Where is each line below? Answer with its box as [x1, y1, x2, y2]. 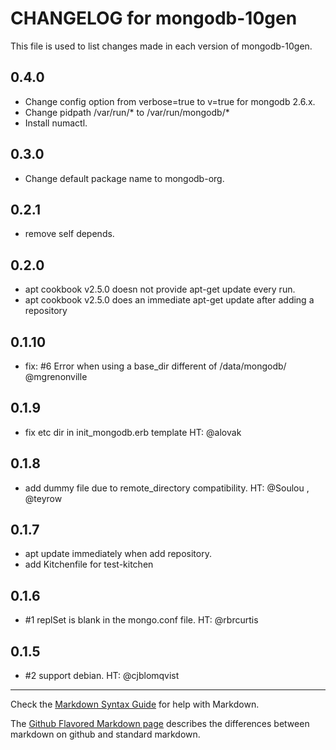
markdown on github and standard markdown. [10, 728, 201, 741]
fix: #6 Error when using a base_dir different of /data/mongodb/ [24, 360, 287, 372]
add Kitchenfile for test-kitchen [24, 558, 154, 571]
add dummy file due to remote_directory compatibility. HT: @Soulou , [24, 482, 310, 494]
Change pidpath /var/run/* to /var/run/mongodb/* [24, 106, 230, 118]
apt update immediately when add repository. [24, 548, 212, 560]
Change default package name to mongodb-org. [24, 172, 225, 184]
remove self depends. [24, 228, 115, 240]
